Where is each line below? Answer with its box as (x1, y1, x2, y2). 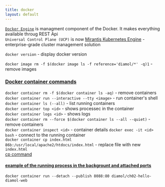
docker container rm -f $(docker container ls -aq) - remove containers (5, 90, 157, 95)
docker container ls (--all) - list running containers (5, 100, 115, 106)
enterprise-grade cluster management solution (5, 41, 101, 47)
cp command (5, 151, 32, 157)
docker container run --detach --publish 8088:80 (5, 174, 110, 179)
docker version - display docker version (5, 51, 87, 57)
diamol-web (5, 178, 28, 183)
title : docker (5, 7, 35, 12)
